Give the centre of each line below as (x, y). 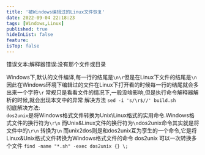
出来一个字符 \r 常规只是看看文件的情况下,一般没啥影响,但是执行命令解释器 (100, 92)
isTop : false (23, 46)
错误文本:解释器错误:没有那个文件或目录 (56, 64)
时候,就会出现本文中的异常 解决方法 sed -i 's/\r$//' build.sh (96, 100)
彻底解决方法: (24, 107)
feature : (17, 40)
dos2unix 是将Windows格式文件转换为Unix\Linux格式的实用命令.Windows (98, 115)
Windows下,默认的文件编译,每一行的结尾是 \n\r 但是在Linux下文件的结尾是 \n (102, 77)
